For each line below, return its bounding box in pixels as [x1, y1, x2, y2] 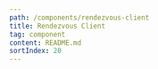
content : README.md [9, 38, 82, 47]
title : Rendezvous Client [9, 22, 105, 30]
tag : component [9, 30, 66, 39]
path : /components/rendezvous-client [9, 13, 150, 22]
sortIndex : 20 [9, 47, 62, 56]
